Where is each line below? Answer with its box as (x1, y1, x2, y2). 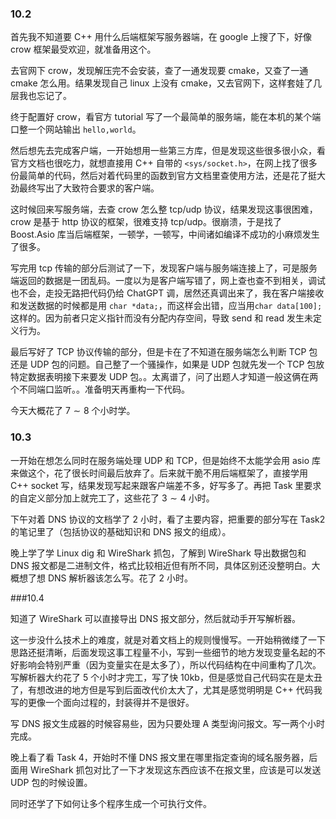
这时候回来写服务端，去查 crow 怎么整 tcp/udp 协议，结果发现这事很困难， (10, 203, 318, 216)
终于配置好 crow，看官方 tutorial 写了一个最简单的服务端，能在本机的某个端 (10, 111, 322, 123)
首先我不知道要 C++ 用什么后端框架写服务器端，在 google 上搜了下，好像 (10, 31, 313, 43)
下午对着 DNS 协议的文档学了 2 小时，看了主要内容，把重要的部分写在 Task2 (10, 513, 326, 525)
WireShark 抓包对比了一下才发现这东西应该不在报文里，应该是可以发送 (29, 763, 322, 776)
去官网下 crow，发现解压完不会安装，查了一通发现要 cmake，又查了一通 (10, 65, 309, 77)
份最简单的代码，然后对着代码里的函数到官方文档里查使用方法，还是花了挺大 (10, 170, 326, 182)
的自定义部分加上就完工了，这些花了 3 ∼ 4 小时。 (10, 492, 215, 504)
